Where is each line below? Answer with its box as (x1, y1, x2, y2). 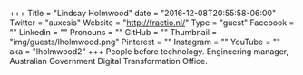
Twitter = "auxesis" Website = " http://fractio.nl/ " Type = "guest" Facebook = (9, 17, 295, 28)
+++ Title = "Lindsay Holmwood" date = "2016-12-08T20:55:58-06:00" (9, 8, 277, 18)
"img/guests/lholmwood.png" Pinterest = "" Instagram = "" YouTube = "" (9, 36, 281, 47)
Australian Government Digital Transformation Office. (9, 56, 208, 66)
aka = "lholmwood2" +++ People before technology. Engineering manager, (9, 46, 289, 57)
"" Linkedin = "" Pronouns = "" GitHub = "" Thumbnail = (9, 27, 218, 37)
